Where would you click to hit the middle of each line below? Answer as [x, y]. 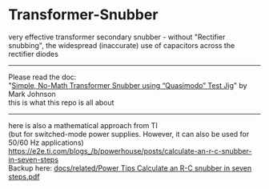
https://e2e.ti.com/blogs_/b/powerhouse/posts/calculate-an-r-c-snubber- [130, 151]
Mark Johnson [32, 94]
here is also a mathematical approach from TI [83, 125]
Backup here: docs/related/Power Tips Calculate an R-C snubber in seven [130, 168]
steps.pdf [24, 176]
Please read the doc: [42, 77]
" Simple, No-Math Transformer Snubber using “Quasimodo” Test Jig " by [128, 85]
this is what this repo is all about [61, 103]
